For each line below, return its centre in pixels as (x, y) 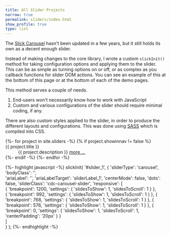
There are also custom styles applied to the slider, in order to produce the (82, 121)
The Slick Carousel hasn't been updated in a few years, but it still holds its (83, 43)
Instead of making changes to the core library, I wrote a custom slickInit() (85, 58)
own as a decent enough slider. (38, 49)
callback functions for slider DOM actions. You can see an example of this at (86, 75)
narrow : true (19, 15)
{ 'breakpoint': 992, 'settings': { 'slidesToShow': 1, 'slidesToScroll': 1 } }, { (81, 194)
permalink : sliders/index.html (39, 19)
